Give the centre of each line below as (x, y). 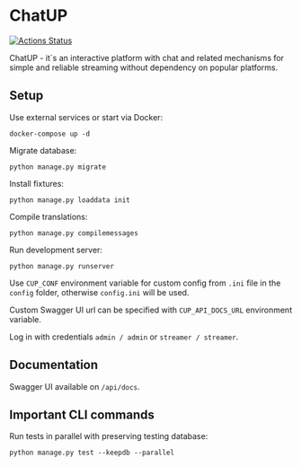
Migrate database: (43, 150)
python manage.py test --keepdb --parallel (92, 453)
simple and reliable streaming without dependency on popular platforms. (144, 67)
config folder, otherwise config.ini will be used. (99, 292)
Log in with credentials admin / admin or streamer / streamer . (124, 337)
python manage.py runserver (62, 266)
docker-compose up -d (50, 134)
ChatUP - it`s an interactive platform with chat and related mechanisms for (147, 57)
